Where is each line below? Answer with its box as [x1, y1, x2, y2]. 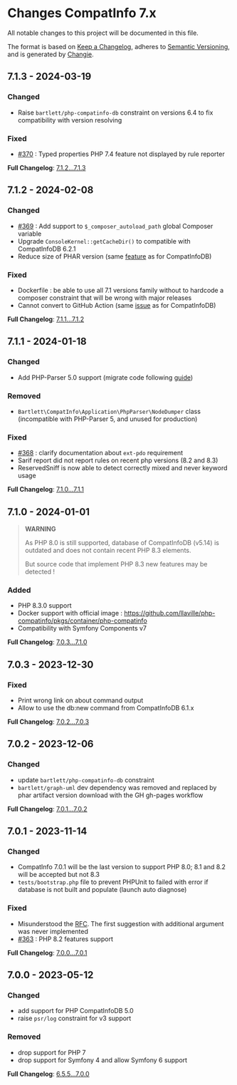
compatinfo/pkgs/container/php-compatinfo [17, 616, 147, 625]
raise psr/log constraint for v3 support [17, 1014, 132, 1023]
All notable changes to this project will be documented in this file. [7, 28, 199, 37]
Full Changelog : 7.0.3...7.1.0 [7, 638, 88, 646]
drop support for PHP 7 [17, 1048, 87, 1057]
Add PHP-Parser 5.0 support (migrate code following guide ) [17, 373, 194, 382]
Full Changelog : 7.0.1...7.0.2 [7, 804, 88, 813]
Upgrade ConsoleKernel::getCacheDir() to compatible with [17, 237, 191, 245]
